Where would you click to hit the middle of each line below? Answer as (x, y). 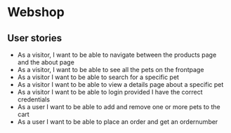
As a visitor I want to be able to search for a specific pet (98, 77)
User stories (34, 38)
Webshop (36, 12)
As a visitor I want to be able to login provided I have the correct (110, 92)
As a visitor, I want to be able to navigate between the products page (117, 55)
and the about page (46, 62)
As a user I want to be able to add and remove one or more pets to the (119, 107)
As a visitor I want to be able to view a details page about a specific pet (120, 84)
